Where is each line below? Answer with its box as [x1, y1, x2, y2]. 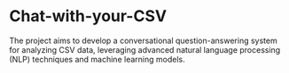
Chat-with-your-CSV [9, 6, 167, 26]
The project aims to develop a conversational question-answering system [9, 35, 277, 46]
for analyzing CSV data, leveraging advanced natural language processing [9, 44, 281, 55]
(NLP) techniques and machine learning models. [9, 54, 185, 64]
